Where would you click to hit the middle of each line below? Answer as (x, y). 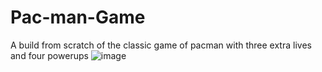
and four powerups (49, 55)
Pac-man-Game (78, 17)
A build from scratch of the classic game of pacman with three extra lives (161, 45)
